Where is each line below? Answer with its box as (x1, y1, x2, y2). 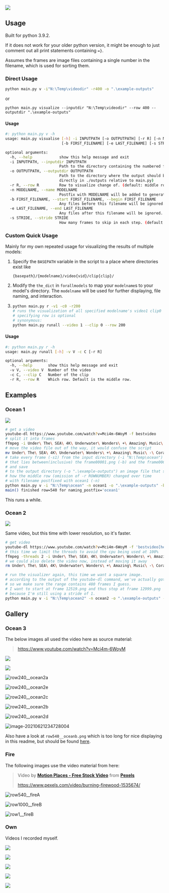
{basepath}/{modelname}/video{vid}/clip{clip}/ (12, 274, 114, 279)
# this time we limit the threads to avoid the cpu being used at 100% (5, 549, 158, 554)
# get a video (5, 427, 35, 432)
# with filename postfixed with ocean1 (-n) (5, 478, 100, 483)
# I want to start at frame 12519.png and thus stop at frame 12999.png (5, 586, 161, 591)
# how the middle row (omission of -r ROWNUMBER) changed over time (5, 473, 152, 479)
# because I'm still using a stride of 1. (5, 591, 96, 596)
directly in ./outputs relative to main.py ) (59, 178, 154, 183)
